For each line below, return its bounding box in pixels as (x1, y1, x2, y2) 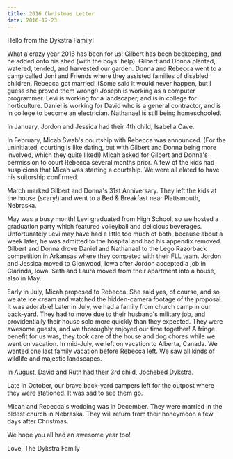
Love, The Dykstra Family (7, 444, 80, 452)
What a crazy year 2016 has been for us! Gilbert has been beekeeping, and (7, 50, 222, 58)
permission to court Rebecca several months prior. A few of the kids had (7, 158, 215, 166)
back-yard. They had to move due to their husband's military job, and (7, 310, 206, 318)
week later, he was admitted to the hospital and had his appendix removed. (7, 236, 222, 245)
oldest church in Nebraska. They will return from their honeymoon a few (7, 409, 214, 418)
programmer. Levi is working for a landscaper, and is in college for (7, 93, 197, 102)
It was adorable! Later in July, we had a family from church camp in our (7, 302, 211, 310)
